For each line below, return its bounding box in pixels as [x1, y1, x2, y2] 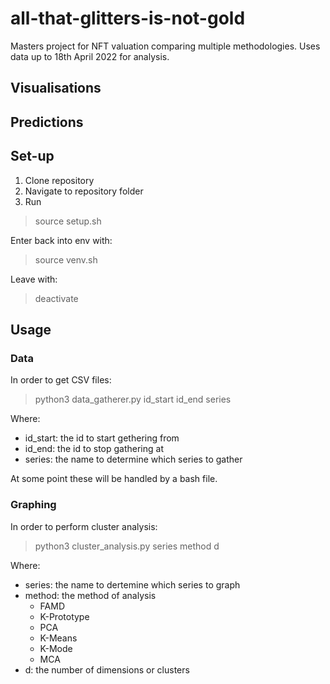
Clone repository [24, 174, 95, 186]
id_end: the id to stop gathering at [24, 443, 164, 455]
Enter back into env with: [10, 234, 113, 246]
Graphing [10, 498, 57, 512]
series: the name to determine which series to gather [24, 453, 243, 466]
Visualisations [10, 80, 102, 97]
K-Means [39, 632, 78, 644]
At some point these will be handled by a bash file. [10, 473, 218, 485]
